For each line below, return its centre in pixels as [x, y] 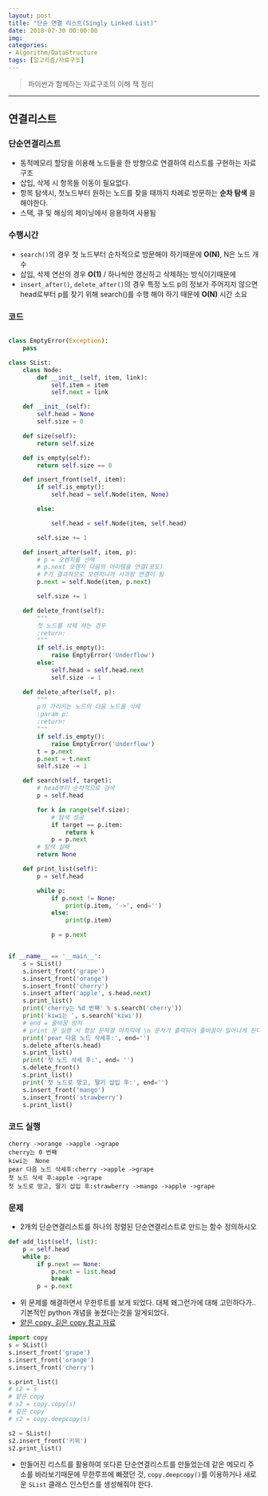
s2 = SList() [30, 1433]
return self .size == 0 [75, 465]
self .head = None [65, 415]
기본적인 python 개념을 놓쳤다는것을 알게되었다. [94, 1313]
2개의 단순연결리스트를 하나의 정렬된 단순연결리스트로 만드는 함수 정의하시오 [138, 1226]
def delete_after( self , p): [69, 692]
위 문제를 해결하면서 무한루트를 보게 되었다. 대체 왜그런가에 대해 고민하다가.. [138, 1303]
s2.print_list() [35, 1448]
